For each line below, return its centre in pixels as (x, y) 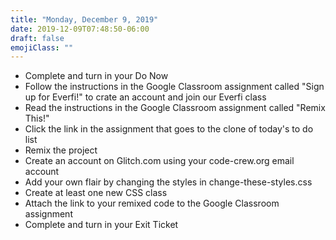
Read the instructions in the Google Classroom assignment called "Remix (175, 108)
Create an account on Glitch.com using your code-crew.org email (159, 161)
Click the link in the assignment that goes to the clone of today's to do (169, 129)
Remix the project (61, 150)
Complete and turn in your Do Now (96, 76)
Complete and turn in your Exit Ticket (101, 225)
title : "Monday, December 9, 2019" (84, 19)
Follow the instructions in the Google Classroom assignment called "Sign (174, 87)
